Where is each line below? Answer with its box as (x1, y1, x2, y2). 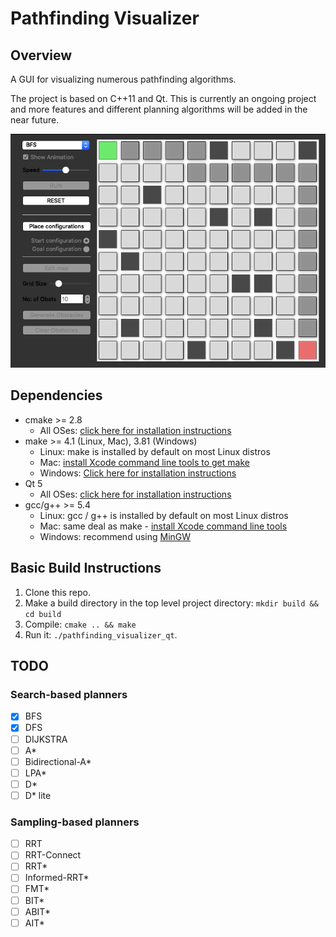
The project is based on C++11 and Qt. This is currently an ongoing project (10, 93, 317, 104)
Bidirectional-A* (24, 755, 92, 767)
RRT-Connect (24, 849, 82, 861)
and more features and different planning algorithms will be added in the (10, 103, 308, 115)
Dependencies (10, 387, 103, 404)
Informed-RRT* (24, 872, 90, 884)
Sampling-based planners (10, 815, 140, 829)
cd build (24, 609, 62, 619)
